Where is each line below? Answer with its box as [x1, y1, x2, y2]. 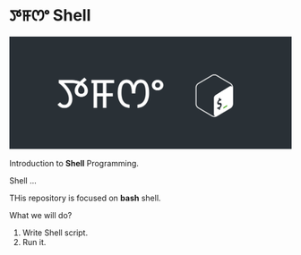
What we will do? [9, 210, 73, 221]
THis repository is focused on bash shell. [9, 192, 161, 204]
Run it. [21, 237, 47, 248]
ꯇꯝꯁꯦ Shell [9, 5, 91, 26]
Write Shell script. [21, 227, 88, 238]
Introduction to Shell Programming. [9, 158, 139, 169]
